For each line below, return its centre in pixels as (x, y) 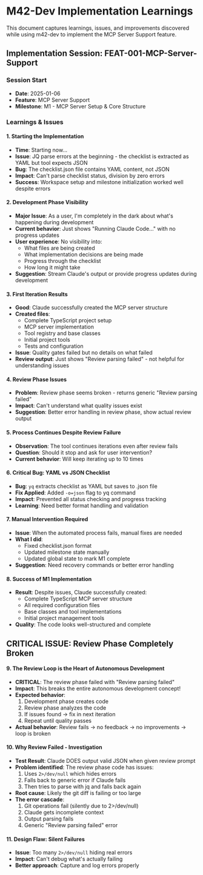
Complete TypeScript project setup (68, 321)
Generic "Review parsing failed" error (71, 825)
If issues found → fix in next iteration (70, 714)
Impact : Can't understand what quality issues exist (78, 406)
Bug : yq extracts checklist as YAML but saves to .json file (86, 486)
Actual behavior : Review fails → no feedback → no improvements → (101, 727)
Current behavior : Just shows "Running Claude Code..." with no (95, 228)
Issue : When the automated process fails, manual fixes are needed (99, 533)
